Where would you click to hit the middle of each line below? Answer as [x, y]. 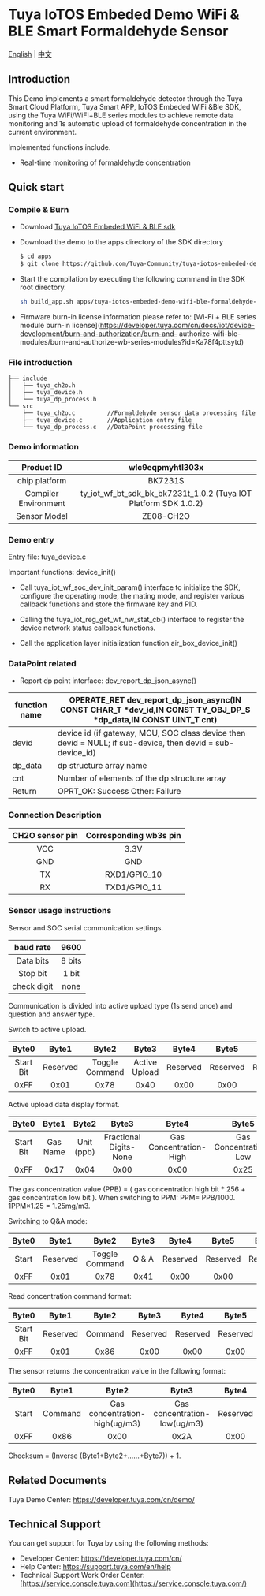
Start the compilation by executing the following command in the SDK [132, 279]
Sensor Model [42, 516]
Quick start [36, 187]
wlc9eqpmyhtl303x [166, 467]
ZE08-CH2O [166, 516]
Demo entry [32, 539]
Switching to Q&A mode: [48, 1221]
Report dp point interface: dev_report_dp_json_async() [108, 681]
